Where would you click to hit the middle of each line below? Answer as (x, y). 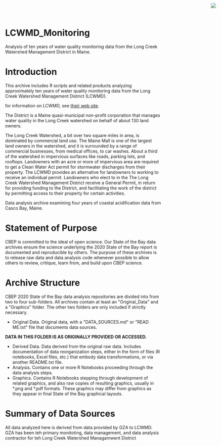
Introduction (31, 72)
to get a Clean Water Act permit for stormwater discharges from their (75, 167)
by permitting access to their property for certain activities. (65, 193)
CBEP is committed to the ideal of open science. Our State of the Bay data (81, 242)
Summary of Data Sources (60, 414)
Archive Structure (43, 283)
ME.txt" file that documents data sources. (55, 327)
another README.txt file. (38, 362)
